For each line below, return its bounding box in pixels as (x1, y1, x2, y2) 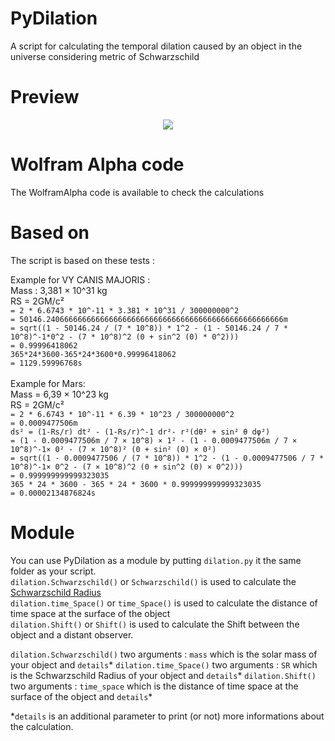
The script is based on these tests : (10, 254, 155, 266)
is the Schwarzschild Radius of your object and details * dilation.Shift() (10, 669, 317, 681)
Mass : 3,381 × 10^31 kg (10, 284, 108, 296)
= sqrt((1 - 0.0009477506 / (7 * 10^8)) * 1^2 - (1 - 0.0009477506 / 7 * (10, 453, 325, 463)
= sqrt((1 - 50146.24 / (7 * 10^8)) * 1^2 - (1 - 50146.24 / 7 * (10, 323, 288, 333)
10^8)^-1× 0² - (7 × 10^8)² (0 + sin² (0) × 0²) (10, 444, 217, 454)
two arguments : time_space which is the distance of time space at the (10, 680, 299, 692)
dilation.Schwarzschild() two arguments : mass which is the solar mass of (10, 648, 318, 660)
